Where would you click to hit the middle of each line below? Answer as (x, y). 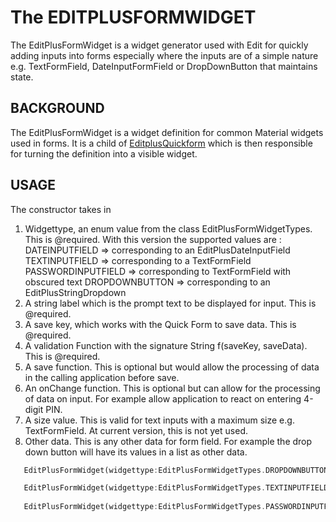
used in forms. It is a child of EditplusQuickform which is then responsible (161, 143)
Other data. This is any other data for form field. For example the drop (168, 441)
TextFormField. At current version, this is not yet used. (136, 430)
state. (22, 77)
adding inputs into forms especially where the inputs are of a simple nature (164, 55)
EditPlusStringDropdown (75, 292)
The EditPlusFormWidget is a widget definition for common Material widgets (167, 132)
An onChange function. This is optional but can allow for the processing (172, 388)
